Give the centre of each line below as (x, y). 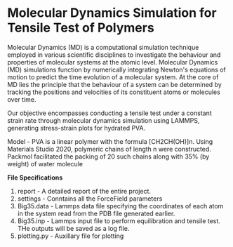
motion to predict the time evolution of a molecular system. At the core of (113, 77)
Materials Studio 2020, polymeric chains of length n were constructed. (109, 149)
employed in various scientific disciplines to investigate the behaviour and (114, 55)
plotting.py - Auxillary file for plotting (71, 236)
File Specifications (35, 178)
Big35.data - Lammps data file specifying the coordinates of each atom (120, 206)
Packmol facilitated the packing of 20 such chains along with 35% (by (108, 156)
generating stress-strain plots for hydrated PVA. (76, 128)
